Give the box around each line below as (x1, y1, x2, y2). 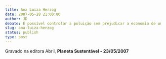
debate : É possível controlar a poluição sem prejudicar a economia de (5, 21, 156, 26)
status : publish (5, 30, 39, 35)
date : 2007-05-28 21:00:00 (5, 12, 61, 17)
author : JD (5, 16, 28, 21)
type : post (5, 35, 28, 40)
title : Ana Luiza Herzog (5, 7, 56, 12)
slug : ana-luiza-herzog (5, 26, 54, 30)
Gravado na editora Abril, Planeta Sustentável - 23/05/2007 (5, 48, 129, 54)
